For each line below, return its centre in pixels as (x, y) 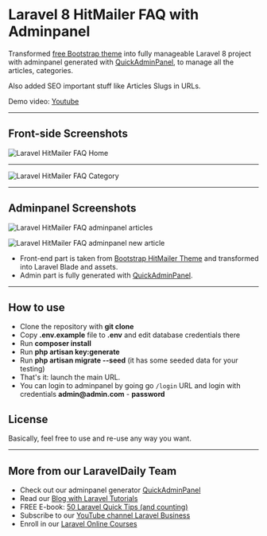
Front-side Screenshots (68, 134)
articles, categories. (41, 70)
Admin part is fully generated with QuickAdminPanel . (106, 275)
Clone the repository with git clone (77, 327)
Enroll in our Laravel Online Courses (78, 524)
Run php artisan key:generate (70, 352)
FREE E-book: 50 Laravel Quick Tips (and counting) (104, 507)
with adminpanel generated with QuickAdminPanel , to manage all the (121, 62)
